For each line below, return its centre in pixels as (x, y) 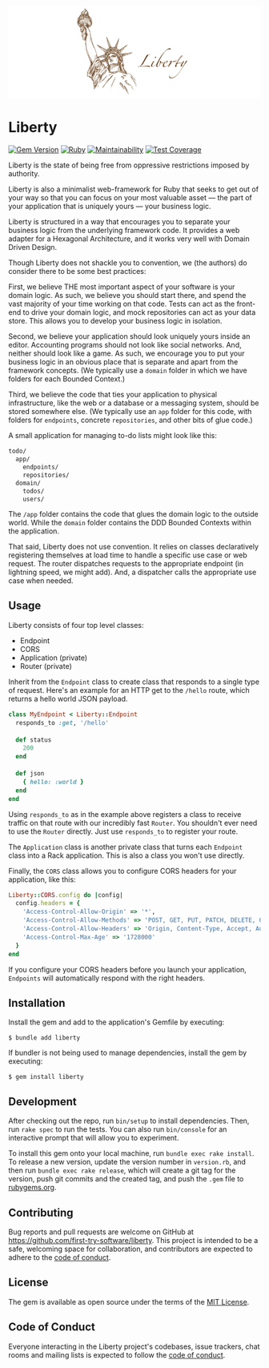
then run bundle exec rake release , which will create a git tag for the (122, 1170)
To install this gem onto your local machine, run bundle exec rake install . (131, 1153)
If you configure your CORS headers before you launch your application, (127, 969)
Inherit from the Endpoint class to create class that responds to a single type (134, 682)
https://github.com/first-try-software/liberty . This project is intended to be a (133, 1240)
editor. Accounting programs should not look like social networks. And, (125, 345)
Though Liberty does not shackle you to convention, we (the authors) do (128, 263)
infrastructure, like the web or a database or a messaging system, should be (134, 403)
